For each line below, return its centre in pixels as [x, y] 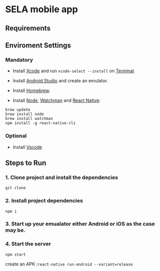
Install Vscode [27, 147]
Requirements [28, 28]
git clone [16, 188]
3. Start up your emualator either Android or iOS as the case [80, 224]
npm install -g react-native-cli [41, 123]
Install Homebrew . [31, 91]
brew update [18, 110]
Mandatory [19, 59]
